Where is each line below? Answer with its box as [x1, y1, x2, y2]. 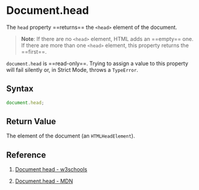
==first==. [21, 48, 47, 55]
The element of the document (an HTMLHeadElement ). [6, 132, 135, 139]
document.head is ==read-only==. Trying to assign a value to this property [6, 60, 189, 67]
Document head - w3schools [14, 166, 87, 173]
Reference [6, 150, 46, 160]
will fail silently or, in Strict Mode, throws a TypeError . [6, 66, 139, 73]
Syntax [6, 84, 34, 94]
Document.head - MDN [14, 177, 74, 185]
